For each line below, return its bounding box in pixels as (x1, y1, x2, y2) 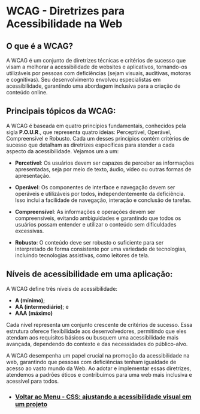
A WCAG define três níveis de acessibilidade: (6, 285, 118, 292)
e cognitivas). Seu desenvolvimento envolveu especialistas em (6, 76, 161, 83)
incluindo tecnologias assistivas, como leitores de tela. (14, 251, 150, 259)
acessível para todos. (6, 377, 59, 385)
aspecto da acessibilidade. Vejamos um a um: (6, 147, 119, 154)
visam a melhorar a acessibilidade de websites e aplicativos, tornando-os (6, 63, 187, 70)
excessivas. (14, 227, 44, 234)
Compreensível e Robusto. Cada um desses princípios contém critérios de (6, 135, 190, 142)
